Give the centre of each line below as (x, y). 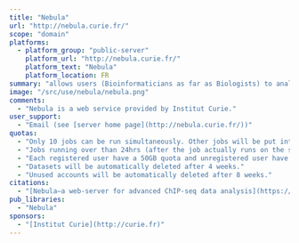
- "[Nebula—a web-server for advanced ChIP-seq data (117, 191)
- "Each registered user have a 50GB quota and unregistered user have (153, 158)
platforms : (29, 42)
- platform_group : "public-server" (83, 51)
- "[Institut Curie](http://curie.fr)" (91, 224)
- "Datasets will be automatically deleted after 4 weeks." (131, 166)
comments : (28, 100)
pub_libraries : (37, 200)
